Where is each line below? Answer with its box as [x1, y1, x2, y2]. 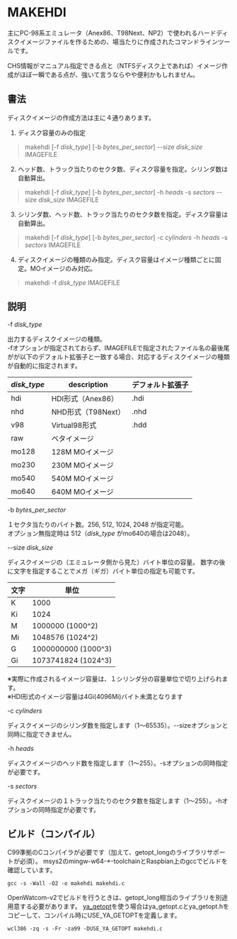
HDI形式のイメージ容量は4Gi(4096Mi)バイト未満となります [11, 692, 183, 701]
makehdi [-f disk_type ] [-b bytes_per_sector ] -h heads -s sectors [24, 187, 215, 196]
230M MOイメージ [51, 460, 114, 470]
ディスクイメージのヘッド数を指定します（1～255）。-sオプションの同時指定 [7, 759, 229, 767]
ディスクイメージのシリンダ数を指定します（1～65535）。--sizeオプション [7, 721, 223, 730]
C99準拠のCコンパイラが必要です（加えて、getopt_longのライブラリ [7, 848, 207, 857]
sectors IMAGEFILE [24, 241, 81, 249]
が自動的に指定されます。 [7, 361, 81, 370]
